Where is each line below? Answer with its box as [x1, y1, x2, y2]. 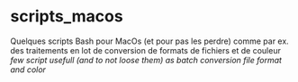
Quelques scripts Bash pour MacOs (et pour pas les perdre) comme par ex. [10, 36, 289, 46]
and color [10, 64, 46, 75]
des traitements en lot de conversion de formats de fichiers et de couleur [10, 45, 282, 55]
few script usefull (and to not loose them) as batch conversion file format [10, 54, 283, 65]
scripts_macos [10, 6, 124, 27]
